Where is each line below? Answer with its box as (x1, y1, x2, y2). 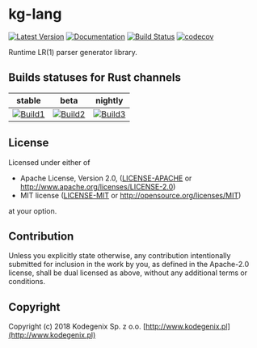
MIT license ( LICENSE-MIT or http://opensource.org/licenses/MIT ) (19, 190, 242, 200)
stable (15, 95, 41, 106)
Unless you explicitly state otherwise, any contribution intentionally (8, 251, 231, 261)
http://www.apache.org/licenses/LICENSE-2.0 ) (19, 181, 176, 191)
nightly (95, 95, 124, 106)
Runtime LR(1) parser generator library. (8, 47, 137, 57)
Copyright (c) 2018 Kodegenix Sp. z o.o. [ (8, 321, 146, 332)
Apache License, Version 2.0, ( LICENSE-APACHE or (19, 173, 192, 183)
